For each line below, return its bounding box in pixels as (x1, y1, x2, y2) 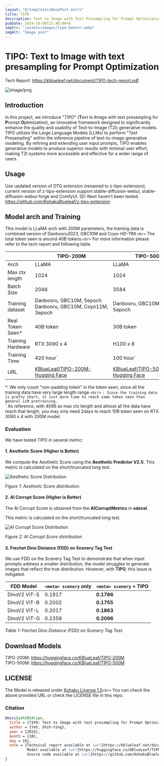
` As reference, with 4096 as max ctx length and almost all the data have (5, 403, 151, 409)
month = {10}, (9, 734, 38, 739)
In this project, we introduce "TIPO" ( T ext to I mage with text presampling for (5, 114, 159, 120)
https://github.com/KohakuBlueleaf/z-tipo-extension (5, 199, 111, 204)
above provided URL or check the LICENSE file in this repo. (5, 692, 124, 698)
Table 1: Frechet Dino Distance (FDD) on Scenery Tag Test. (5, 628, 123, 633)
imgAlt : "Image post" (5, 30, 49, 35)
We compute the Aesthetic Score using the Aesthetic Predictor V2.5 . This (5, 459, 155, 465)
